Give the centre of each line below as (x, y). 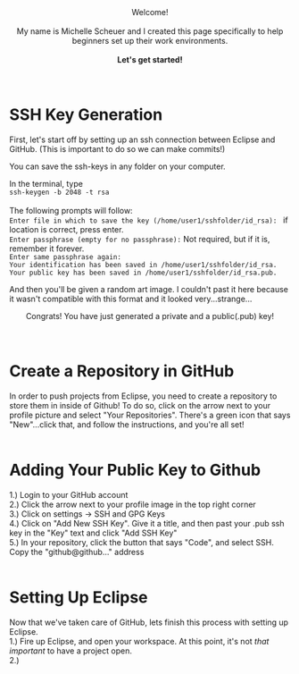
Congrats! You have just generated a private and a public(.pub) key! (150, 316)
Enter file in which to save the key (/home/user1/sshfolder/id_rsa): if (149, 220)
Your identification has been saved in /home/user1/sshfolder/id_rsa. (143, 265)
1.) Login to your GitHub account (69, 494)
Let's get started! (150, 59)
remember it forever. (47, 249)
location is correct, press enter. (66, 229)
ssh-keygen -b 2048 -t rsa (59, 192)
